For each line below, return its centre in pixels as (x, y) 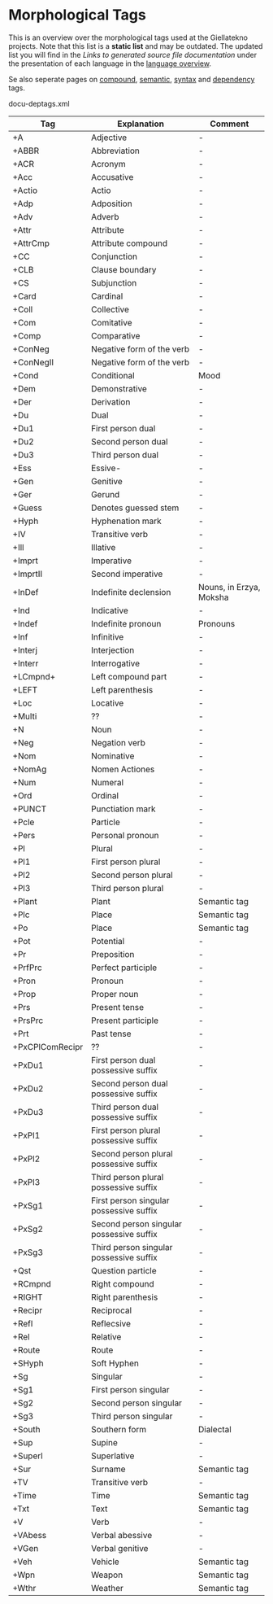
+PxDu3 (28, 1112)
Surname (108, 1469)
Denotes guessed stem (135, 508)
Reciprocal (111, 1310)
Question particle (123, 1270)
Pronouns (217, 623)
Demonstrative (119, 388)
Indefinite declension (131, 592)
